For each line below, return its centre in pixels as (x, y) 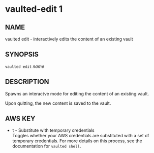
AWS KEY (20, 119)
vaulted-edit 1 (34, 9)
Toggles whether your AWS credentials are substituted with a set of (80, 136)
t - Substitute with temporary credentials (53, 130)
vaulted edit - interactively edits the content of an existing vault (69, 39)
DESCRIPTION (27, 82)
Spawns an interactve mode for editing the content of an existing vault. (77, 93)
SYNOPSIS (22, 54)
